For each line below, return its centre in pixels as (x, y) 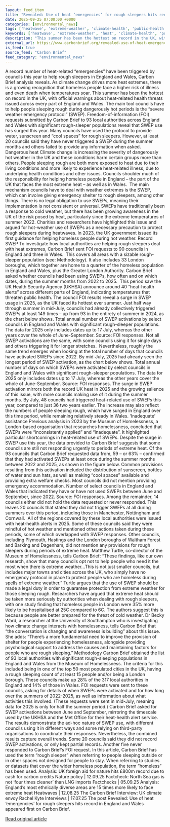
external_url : (20, 43)
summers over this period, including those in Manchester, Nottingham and (82, 513)
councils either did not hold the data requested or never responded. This (81, 502)
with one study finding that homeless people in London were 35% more (80, 605)
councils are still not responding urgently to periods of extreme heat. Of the (84, 448)
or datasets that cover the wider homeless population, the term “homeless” (83, 766)
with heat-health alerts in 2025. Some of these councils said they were (79, 524)
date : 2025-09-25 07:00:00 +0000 (40, 19)
